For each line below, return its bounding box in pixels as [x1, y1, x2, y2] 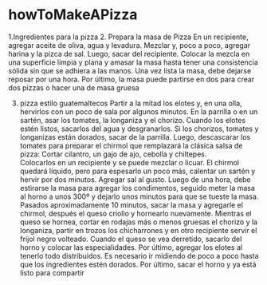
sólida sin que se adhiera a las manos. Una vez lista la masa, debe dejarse [8, 65, 252, 75]
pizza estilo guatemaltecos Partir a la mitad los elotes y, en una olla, [19, 98, 242, 108]
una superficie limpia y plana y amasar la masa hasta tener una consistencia [8, 57, 259, 67]
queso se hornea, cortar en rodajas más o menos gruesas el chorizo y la [19, 217, 257, 227]
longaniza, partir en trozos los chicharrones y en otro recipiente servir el [19, 225, 257, 235]
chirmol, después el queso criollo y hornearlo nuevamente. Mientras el [19, 208, 253, 218]
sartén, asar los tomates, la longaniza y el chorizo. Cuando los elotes [19, 115, 245, 125]
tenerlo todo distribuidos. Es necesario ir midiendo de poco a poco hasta [19, 251, 259, 260]
